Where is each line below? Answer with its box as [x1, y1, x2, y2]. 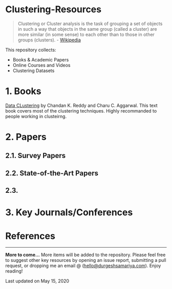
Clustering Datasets [12, 68, 55, 74]
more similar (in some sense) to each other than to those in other [17, 31, 155, 37]
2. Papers [5, 131, 47, 143]
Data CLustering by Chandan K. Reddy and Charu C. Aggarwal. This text [5, 102, 158, 108]
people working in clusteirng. [5, 113, 67, 119]
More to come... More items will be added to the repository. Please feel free [5, 252, 166, 258]
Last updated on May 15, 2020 [5, 278, 70, 284]
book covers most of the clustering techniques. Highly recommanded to [5, 107, 157, 114]
